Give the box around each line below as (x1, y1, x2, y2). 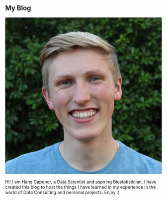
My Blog (5, 4, 31, 12)
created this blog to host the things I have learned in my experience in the (5, 184, 156, 190)
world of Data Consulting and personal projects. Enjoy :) (5, 189, 120, 195)
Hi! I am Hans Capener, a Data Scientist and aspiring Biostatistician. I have (5, 179, 157, 185)
